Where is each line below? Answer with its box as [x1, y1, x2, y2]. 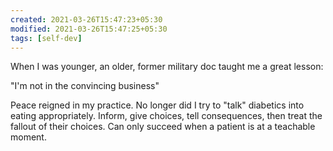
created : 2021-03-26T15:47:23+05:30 [10, 14, 163, 25]
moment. [10, 131, 47, 143]
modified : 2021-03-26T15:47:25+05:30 [10, 24, 168, 34]
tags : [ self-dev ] [10, 33, 83, 43]
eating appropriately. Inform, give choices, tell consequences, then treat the [10, 110, 323, 122]
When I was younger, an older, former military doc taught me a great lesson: [10, 61, 324, 73]
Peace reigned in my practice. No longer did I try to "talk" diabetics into [10, 99, 305, 111]
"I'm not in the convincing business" [10, 80, 160, 92]
